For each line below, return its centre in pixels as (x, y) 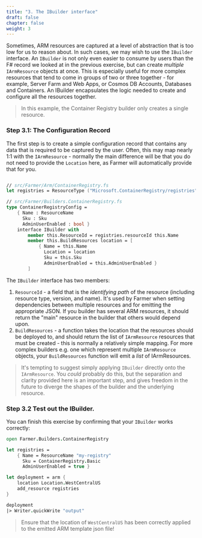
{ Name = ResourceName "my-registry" (64, 455)
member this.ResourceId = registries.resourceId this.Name (103, 235)
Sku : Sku (34, 218)
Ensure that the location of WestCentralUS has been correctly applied (106, 522)
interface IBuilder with (48, 230)
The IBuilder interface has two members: (58, 280)
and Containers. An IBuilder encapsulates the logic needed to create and (96, 90)
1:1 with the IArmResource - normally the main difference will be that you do (98, 156)
